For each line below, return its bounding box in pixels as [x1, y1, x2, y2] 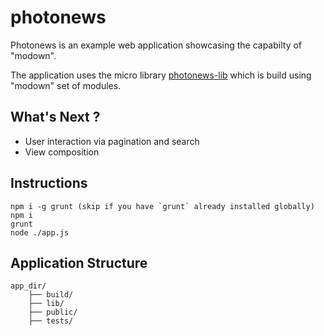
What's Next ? [10, 109, 101, 126]
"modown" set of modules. [10, 79, 122, 91]
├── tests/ [28, 316, 74, 326]
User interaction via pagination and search [24, 135, 200, 147]
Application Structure [10, 254, 148, 271]
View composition [24, 146, 100, 158]
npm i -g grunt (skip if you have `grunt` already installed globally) [10, 201, 315, 211]
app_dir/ [10, 281, 47, 291]
